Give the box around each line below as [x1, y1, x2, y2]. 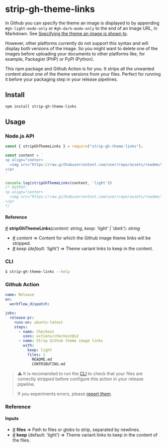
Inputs [5, 416, 19, 422]
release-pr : [9, 315, 35, 320]
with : [23, 343, 35, 348]
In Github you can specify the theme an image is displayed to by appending [5, 20, 160, 26]
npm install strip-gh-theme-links [5, 104, 77, 109]
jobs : [5, 311, 16, 316]
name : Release [5, 292, 35, 297]
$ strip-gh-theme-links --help [5, 269, 70, 274]
